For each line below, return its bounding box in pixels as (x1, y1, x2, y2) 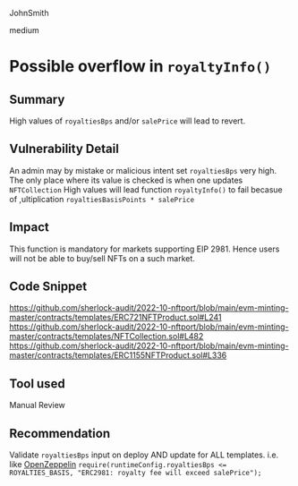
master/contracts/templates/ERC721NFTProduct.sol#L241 (9, 312, 222, 323)
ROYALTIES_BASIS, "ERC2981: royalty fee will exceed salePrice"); (9, 469, 262, 478)
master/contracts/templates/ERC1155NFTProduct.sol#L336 (9, 350, 227, 361)
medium (9, 25, 39, 35)
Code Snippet (9, 279, 88, 294)
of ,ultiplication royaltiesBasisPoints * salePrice (9, 193, 195, 204)
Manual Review (9, 400, 65, 411)
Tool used (9, 376, 65, 391)
